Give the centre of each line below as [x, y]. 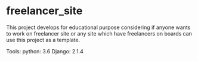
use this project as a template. [43, 40]
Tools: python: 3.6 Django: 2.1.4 [45, 51]
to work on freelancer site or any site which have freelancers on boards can [99, 33]
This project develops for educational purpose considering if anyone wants [98, 27]
